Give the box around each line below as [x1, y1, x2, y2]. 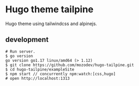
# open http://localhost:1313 [5, 76, 70, 81]
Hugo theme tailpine [5, 4, 94, 15]
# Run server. [5, 49, 36, 54]
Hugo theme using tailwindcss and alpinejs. [5, 20, 97, 27]
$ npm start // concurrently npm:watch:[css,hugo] [5, 71, 116, 76]
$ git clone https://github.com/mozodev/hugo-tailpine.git [5, 62, 134, 68]
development [5, 35, 49, 44]
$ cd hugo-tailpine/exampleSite [5, 67, 74, 72]
